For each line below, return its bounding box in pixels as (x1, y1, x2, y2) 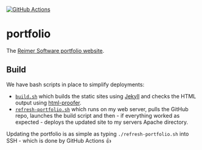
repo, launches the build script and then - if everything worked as (15, 112, 180, 119)
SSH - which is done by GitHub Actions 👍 (6, 137, 111, 144)
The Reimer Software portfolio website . (6, 47, 105, 54)
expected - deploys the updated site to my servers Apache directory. (15, 118, 189, 126)
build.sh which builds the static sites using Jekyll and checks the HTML (15, 92, 197, 100)
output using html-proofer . (15, 99, 82, 106)
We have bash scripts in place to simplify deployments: (6, 81, 145, 88)
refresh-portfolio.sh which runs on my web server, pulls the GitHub (15, 105, 189, 112)
